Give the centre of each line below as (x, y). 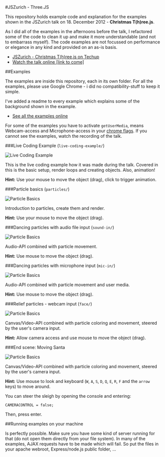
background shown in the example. (41, 106)
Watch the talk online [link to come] (48, 62)
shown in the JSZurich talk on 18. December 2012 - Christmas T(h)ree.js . (80, 22)
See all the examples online (40, 116)
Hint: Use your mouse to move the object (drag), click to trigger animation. (81, 179)
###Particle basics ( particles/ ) (37, 189)
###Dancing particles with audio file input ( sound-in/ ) (60, 227)
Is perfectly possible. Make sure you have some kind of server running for (80, 433)
